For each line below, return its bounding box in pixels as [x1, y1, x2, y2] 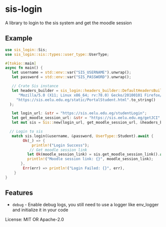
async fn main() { [5, 65, 43, 70]
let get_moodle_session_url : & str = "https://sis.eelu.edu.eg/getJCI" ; [11, 115, 163, 121]
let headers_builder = [11, 88, 58, 93]
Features [5, 189, 33, 197]
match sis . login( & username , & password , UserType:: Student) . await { [11, 134, 154, 138]
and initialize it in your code [12, 207, 68, 213]
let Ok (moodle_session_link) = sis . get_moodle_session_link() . [27, 152, 161, 157]
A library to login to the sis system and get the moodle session [5, 20, 132, 26]
